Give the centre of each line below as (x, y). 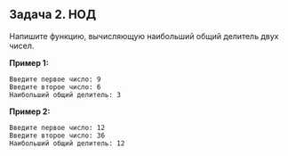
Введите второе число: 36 (57, 135)
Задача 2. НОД (53, 15)
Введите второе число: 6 (55, 87)
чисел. (22, 45)
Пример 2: (30, 111)
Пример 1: (29, 62)
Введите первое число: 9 (55, 79)
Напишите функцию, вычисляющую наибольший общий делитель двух (144, 36)
